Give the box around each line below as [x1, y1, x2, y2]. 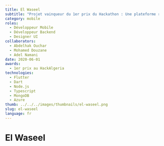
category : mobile [5, 16, 41, 21]
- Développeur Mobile [9, 25, 54, 30]
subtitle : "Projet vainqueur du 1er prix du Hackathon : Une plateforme [5, 12, 156, 17]
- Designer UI [9, 35, 38, 39]
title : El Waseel [5, 7, 41, 12]
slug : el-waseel [5, 107, 38, 112]
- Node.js [9, 84, 29, 89]
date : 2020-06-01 [5, 57, 41, 62]
